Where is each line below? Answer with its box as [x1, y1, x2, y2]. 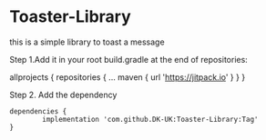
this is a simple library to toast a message [9, 36, 166, 47]
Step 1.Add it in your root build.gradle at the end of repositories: [9, 54, 248, 65]
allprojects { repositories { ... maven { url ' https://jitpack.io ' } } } [9, 71, 246, 83]
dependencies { [9, 106, 67, 115]
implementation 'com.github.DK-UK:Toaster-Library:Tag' [42, 115, 259, 124]
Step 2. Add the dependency [9, 89, 118, 100]
